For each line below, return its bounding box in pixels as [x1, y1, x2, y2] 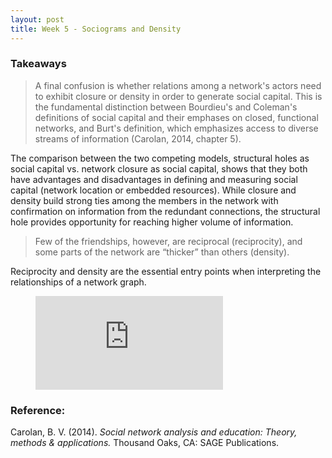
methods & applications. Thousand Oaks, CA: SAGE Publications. [10, 437, 280, 449]
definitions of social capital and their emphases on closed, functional [34, 111, 319, 123]
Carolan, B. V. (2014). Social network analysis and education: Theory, [10, 426, 298, 438]
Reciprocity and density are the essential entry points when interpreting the [10, 265, 322, 277]
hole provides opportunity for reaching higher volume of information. [10, 216, 294, 228]
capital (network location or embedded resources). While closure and [10, 184, 297, 196]
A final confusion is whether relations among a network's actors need [34, 79, 322, 91]
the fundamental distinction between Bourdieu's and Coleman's [34, 101, 298, 113]
